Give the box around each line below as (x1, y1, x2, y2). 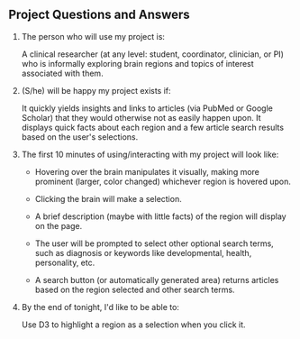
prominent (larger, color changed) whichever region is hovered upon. (34, 176, 292, 187)
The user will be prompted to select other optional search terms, (34, 238, 274, 249)
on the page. (34, 220, 83, 231)
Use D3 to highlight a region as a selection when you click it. (21, 319, 246, 330)
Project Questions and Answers (8, 7, 190, 23)
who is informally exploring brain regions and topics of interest (21, 58, 254, 69)
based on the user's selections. (21, 131, 139, 142)
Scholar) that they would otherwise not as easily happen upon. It (21, 112, 261, 123)
